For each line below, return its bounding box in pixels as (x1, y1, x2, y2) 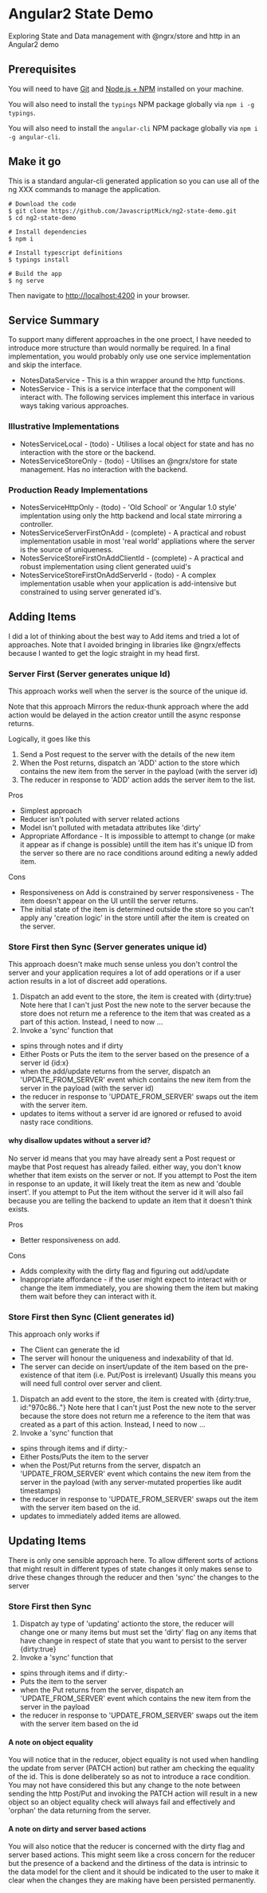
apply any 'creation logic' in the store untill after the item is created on (19, 913, 249, 923)
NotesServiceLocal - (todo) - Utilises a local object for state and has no (19, 439, 254, 449)
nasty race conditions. (19, 1117, 93, 1127)
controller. (19, 519, 53, 528)
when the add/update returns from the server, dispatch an (19, 1066, 211, 1076)
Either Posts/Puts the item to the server (19, 1451, 149, 1461)
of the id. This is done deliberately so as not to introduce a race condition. (8, 1772, 251, 1781)
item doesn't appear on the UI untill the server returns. (19, 896, 198, 905)
